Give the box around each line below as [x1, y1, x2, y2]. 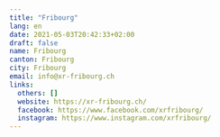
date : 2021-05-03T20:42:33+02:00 [9, 30, 135, 39]
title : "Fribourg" [9, 13, 78, 23]
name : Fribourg [9, 47, 67, 56]
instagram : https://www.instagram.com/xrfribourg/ [17, 114, 212, 123]
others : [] [17, 88, 59, 97]
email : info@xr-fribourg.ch [9, 72, 115, 81]
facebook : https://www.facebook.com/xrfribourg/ [17, 105, 204, 114]
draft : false [9, 38, 59, 48]
